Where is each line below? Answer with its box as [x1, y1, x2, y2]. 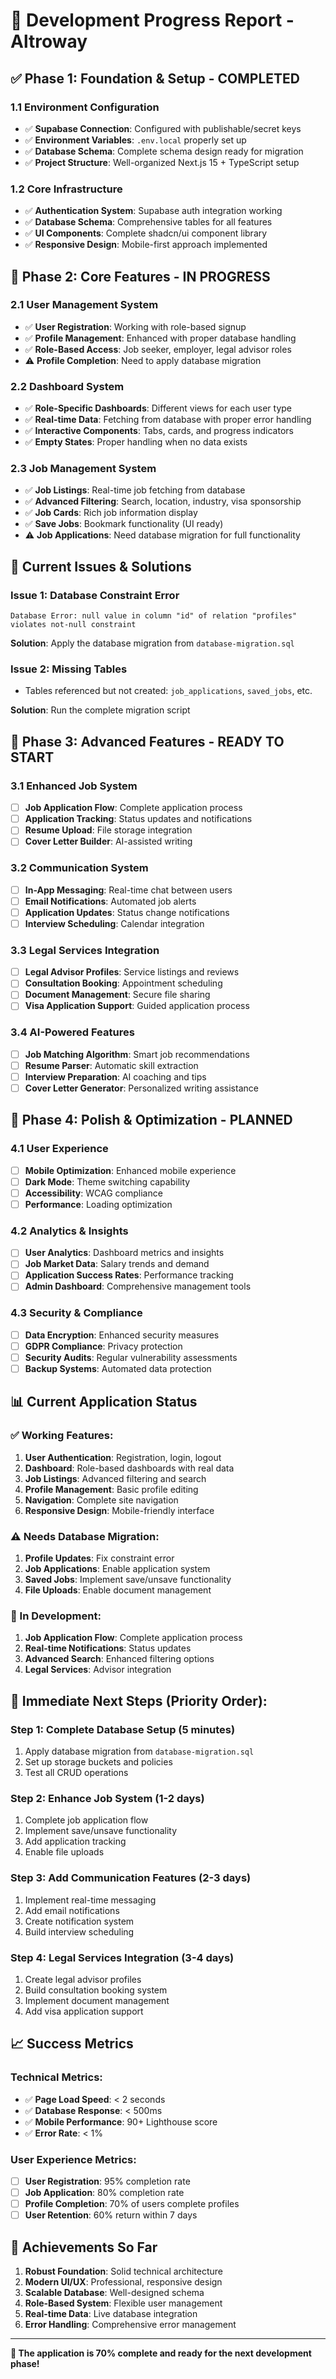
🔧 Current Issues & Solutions [10, 558, 192, 575]
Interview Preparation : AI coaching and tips [24, 1070, 207, 1083]
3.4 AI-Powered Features [10, 1025, 135, 1039]
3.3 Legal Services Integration [10, 943, 160, 957]
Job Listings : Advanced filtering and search [24, 1472, 207, 1484]
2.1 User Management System [10, 298, 159, 312]
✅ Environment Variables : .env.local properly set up [24, 134, 247, 146]
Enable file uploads [24, 1846, 105, 1858]
